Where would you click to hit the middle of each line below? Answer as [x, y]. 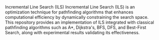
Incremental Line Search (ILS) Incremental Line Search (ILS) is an [70, 7]
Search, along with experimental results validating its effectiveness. [72, 33]
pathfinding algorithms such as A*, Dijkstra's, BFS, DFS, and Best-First [76, 27]
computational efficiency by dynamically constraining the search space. [77, 17]
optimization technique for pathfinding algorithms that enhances [69, 12]
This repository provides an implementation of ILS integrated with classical [79, 22]
